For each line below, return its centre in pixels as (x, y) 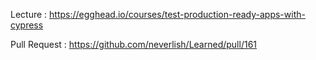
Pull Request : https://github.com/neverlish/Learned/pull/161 (134, 44)
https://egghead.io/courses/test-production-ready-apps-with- (177, 14)
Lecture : (29, 14)
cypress (27, 25)
